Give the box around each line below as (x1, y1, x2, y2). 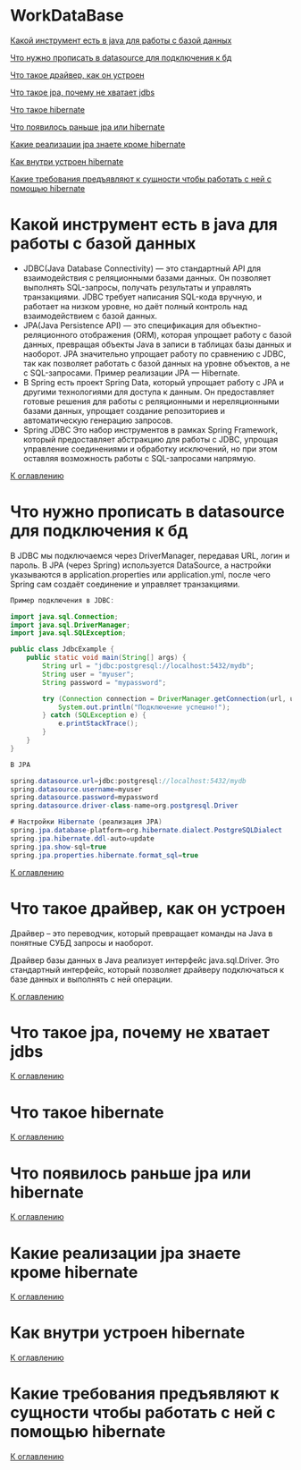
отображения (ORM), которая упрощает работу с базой (79, 329, 292, 340)
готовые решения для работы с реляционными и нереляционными (22, 395, 280, 407)
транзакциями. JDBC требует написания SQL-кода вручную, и (22, 291, 263, 302)
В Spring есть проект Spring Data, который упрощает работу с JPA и (22, 376, 284, 387)
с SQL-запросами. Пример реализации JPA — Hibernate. (22, 367, 240, 378)
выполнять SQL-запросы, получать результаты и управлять (22, 282, 252, 292)
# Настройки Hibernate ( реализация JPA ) (10, 817, 163, 827)
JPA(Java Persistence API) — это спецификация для (22, 319, 220, 331)
